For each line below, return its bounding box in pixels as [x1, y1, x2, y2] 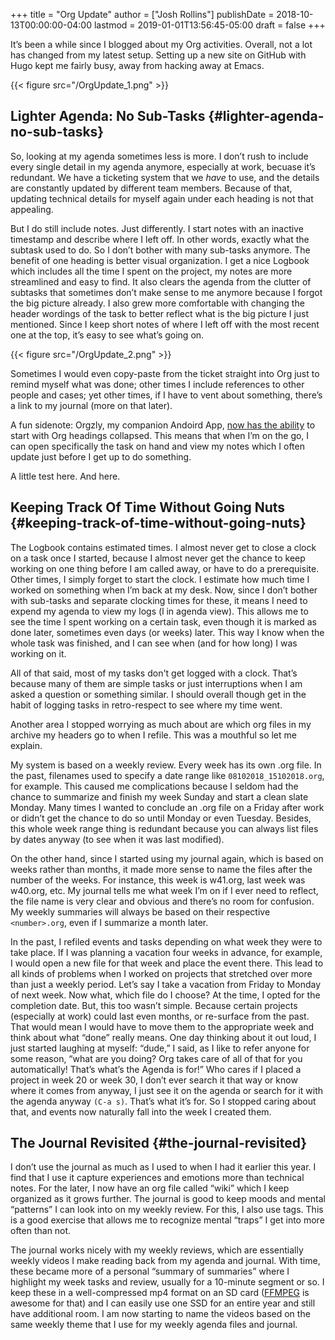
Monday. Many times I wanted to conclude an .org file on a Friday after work [10, 801, 325, 813]
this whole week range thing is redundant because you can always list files [10, 822, 319, 834]
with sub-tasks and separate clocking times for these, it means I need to [10, 594, 308, 606]
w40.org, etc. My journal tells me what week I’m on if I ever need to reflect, [10, 884, 319, 896]
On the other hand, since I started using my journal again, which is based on [10, 852, 324, 864]
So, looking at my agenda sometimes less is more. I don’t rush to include [10, 150, 309, 162]
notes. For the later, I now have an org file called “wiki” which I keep [10, 1182, 290, 1194]
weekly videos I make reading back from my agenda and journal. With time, [10, 1255, 321, 1267]
